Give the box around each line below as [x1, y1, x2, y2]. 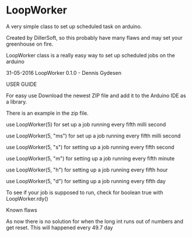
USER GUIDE [6, 80, 37, 88]
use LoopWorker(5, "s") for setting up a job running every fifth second [6, 143, 174, 150]
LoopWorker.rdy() [6, 195, 48, 202]
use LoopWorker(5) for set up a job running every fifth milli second [6, 121, 166, 128]
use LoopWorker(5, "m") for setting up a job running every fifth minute [6, 154, 175, 162]
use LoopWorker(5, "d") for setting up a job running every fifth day [6, 177, 166, 184]
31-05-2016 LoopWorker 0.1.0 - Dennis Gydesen [6, 69, 121, 76]
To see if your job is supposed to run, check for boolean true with [6, 188, 163, 196]
